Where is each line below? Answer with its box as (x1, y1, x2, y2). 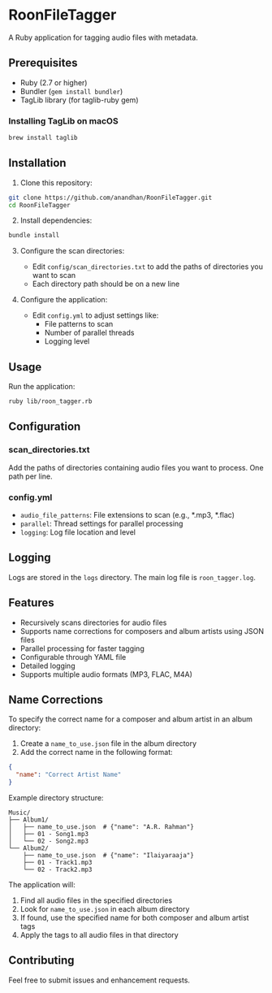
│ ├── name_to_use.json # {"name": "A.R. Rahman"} (8, 823, 195, 831)
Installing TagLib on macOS (8, 115, 119, 127)
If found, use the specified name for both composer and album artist (19, 913, 249, 923)
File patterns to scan (44, 319, 114, 329)
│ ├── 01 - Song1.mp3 (8, 830, 89, 839)
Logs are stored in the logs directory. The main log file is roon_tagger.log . (8, 572, 256, 582)
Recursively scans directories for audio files (19, 618, 167, 627)
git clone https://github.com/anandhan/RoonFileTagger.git (8, 193, 213, 202)
